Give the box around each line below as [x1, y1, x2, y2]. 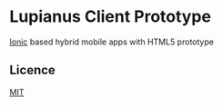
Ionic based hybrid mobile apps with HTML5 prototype [9, 36, 214, 47]
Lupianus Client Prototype [9, 6, 212, 27]
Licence [9, 63, 56, 78]
